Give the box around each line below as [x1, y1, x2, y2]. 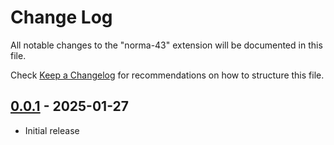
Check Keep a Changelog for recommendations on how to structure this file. [10, 69, 325, 81]
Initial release [24, 124, 80, 136]
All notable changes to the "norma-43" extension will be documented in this [10, 39, 323, 51]
